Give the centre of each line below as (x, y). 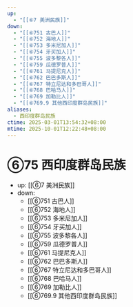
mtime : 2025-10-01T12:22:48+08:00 (57, 129)
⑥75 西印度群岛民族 (66, 165)
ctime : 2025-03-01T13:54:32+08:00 (57, 122)
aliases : (20, 109)
